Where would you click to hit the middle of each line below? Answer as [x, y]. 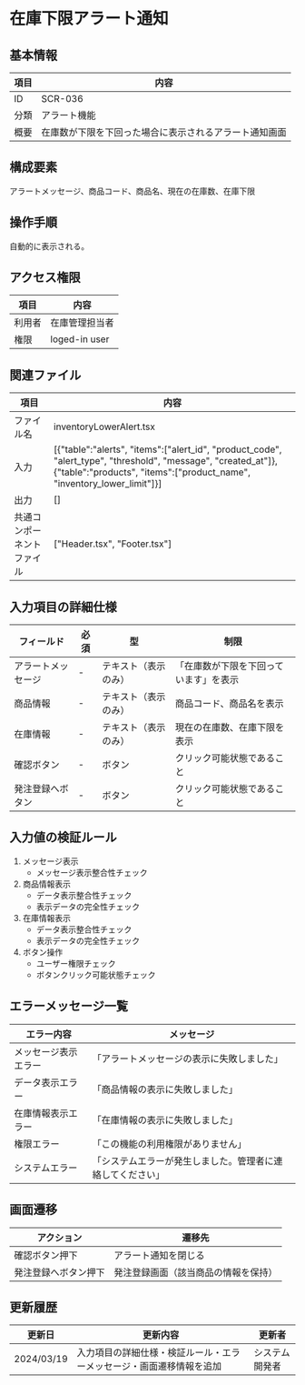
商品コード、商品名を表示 [229, 704]
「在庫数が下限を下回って [229, 667]
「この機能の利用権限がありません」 [169, 1144]
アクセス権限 [45, 278]
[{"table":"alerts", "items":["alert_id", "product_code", [167, 449]
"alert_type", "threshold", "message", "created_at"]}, [166, 461]
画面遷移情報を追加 [181, 1367]
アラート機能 [69, 115]
